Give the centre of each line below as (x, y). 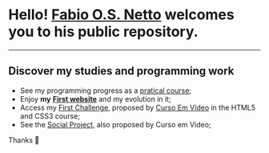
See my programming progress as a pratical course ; (106, 91)
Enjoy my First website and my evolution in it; (95, 99)
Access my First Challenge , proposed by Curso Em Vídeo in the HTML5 (138, 107)
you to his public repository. (103, 32)
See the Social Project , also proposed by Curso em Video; (115, 124)
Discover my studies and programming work (121, 71)
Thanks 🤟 (24, 140)
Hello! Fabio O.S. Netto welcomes (121, 15)
